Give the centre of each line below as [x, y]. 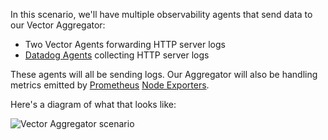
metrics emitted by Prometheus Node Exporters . [110, 85]
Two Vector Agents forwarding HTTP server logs [125, 44]
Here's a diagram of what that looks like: [93, 104]
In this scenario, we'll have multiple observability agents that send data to [161, 14]
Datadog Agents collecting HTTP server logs [117, 55]
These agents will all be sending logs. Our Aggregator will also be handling [164, 74]
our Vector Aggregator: [58, 25]
